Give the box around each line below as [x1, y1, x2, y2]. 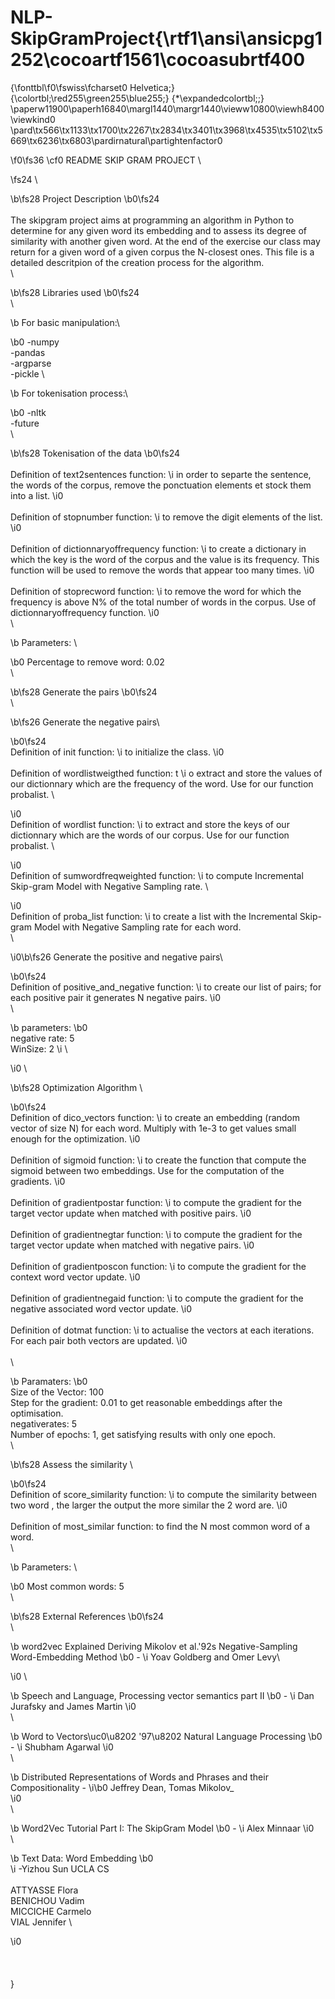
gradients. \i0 [10, 1175, 66, 1187]
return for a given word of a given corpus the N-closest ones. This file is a [10, 246, 315, 258]
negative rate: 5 [10, 1032, 75, 1044]
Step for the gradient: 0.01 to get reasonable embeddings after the [10, 1396, 283, 1408]
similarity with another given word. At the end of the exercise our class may [10, 235, 321, 247]
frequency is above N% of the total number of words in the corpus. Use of [10, 596, 317, 608]
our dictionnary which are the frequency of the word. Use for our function [10, 777, 314, 790]
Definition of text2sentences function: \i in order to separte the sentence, [10, 468, 312, 480]
